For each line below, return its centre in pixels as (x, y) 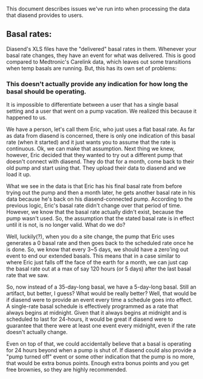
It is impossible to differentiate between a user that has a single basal (92, 105)
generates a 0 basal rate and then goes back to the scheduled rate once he (100, 243)
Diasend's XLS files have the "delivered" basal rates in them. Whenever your (101, 49)
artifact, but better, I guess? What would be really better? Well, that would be (101, 293)
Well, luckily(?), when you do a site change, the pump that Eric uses (91, 236)
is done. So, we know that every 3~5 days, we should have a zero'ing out (97, 250)
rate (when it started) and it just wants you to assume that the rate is (91, 143)
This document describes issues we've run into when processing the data (98, 9)
